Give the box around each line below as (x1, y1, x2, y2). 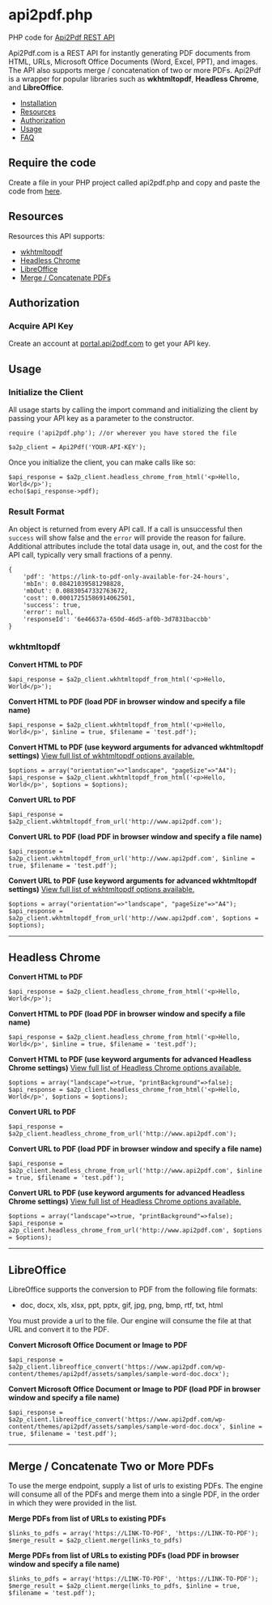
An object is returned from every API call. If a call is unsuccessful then (8, 524, 243, 534)
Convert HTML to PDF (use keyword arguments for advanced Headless (8, 1055, 253, 1064)
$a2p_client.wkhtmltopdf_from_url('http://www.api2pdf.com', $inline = (8, 854, 255, 863)
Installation (19, 98, 57, 108)
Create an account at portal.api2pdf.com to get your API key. (8, 338, 211, 349)
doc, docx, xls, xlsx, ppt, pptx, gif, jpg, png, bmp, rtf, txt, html (19, 1301, 223, 1310)
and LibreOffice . (8, 83, 64, 92)
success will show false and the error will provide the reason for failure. (8, 533, 246, 543)
